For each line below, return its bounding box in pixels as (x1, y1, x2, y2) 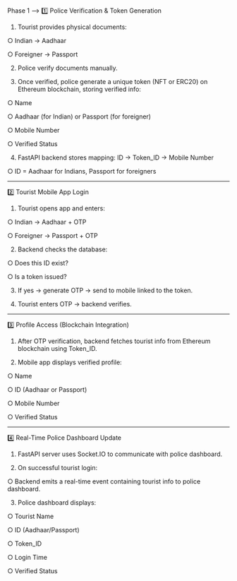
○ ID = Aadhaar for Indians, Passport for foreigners (7, 167, 157, 175)
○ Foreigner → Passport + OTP (7, 232, 98, 239)
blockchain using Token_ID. (17, 345, 97, 352)
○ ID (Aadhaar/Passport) (7, 526, 80, 534)
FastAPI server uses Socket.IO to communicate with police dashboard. (17, 450, 223, 458)
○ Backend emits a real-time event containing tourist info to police (7, 477, 201, 486)
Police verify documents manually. (17, 64, 118, 72)
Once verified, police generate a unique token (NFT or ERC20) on (17, 78, 208, 85)
